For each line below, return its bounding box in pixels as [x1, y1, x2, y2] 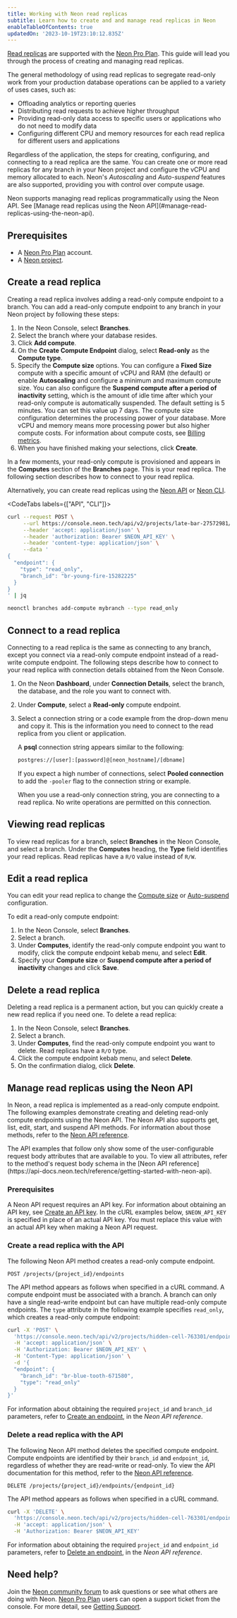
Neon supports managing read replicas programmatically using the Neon [7, 194, 219, 203]
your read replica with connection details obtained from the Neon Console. [7, 665, 224, 674]
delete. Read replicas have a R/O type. [17, 1046, 128, 1055]
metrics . [17, 436, 42, 445]
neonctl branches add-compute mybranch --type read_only [7, 605, 178, 612]
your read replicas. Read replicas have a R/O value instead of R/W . [7, 852, 196, 861]
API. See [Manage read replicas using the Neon [7, 202, 145, 210]
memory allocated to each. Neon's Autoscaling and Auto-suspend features [7, 173, 226, 181]
